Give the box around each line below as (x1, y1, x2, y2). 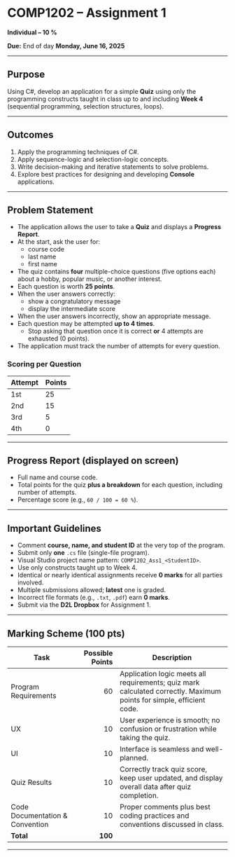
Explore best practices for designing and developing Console (17, 170, 194, 178)
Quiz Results (10, 778, 52, 788)
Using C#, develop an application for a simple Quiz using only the (7, 87, 197, 95)
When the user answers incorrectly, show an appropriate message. (17, 312, 211, 320)
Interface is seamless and (120, 744, 204, 754)
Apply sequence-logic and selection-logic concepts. (17, 155, 169, 163)
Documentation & (10, 811, 68, 821)
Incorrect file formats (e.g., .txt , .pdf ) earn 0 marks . (17, 594, 170, 602)
